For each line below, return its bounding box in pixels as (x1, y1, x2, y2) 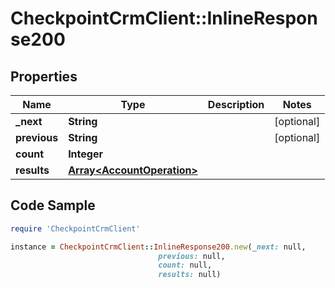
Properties (10, 68, 78, 85)
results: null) (158, 270, 222, 280)
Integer (68, 147, 103, 161)
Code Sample (10, 197, 96, 214)
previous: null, (158, 251, 226, 261)
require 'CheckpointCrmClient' (10, 223, 141, 234)
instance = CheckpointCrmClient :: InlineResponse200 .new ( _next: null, (10, 242, 307, 252)
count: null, (158, 260, 213, 271)
